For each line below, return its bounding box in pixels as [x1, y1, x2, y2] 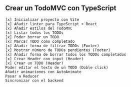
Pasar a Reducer [5, 74, 39, 79]
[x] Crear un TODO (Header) [5, 61, 64, 66]
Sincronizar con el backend [5, 78, 64, 83]
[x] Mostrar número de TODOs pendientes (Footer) [5, 47, 111, 53]
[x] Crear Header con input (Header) [5, 56, 84, 61]
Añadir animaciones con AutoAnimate [5, 69, 81, 74]
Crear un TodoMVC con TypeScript [5, 4, 116, 12]
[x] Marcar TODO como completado [5, 39, 75, 44]
